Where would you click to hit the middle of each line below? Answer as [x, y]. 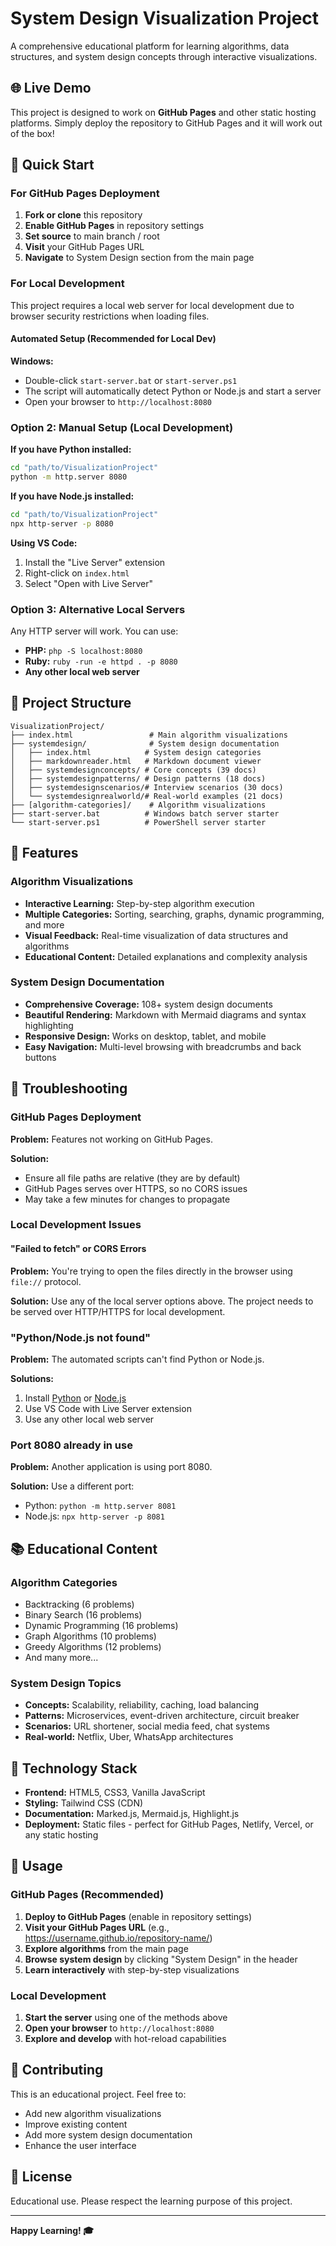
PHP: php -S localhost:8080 [83, 651]
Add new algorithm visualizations [93, 2113]
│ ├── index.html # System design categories [136, 752]
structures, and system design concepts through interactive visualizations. [164, 56]
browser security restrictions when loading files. [110, 316]
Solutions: [32, 1378]
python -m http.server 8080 [69, 477]
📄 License [41, 2177]
